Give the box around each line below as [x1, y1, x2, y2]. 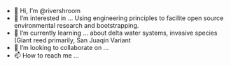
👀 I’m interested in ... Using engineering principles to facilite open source [13, 14, 224, 22]
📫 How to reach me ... [13, 51, 79, 59]
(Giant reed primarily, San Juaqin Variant [13, 36, 131, 44]
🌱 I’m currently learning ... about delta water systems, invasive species [13, 28, 218, 37]
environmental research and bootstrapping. [13, 22, 139, 29]
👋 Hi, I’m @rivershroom [13, 7, 81, 15]
